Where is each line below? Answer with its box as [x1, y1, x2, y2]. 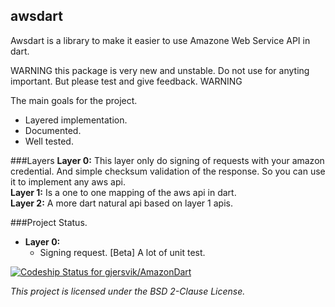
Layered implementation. [24, 114, 128, 126]
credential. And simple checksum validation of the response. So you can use [10, 165, 326, 177]
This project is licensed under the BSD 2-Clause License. [10, 285, 246, 297]
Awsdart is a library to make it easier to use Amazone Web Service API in [10, 34, 311, 46]
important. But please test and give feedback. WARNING [10, 75, 243, 87]
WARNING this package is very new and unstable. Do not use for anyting [10, 64, 310, 76]
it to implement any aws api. [10, 175, 126, 188]
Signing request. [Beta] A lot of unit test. [39, 246, 206, 258]
